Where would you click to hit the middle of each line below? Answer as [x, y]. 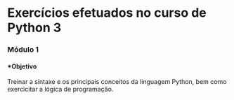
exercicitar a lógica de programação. [60, 90]
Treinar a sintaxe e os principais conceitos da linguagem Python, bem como [117, 82]
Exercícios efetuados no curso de [107, 13]
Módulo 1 [23, 50]
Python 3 [34, 28]
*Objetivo [22, 66]
